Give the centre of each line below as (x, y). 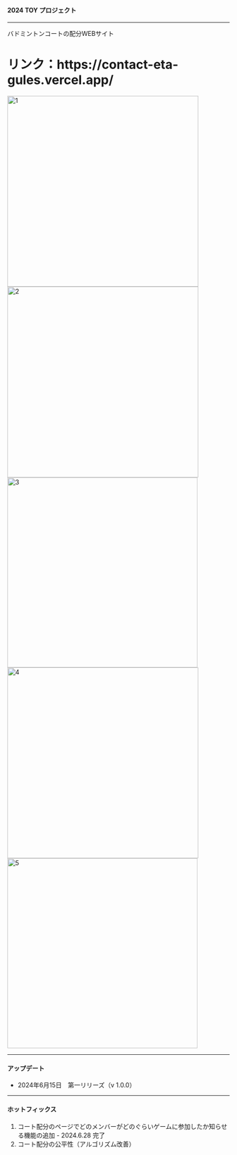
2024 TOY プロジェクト (42, 10)
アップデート (26, 1068)
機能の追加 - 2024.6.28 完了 (65, 1135)
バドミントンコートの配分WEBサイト (61, 34)
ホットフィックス (32, 1109)
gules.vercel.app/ (61, 80)
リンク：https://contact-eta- (93, 65)
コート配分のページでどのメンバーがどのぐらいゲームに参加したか (113, 1126)
